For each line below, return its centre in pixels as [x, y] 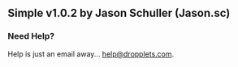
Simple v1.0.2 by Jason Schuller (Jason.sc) [119, 13]
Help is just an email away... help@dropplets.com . [91, 54]
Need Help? [31, 36]
